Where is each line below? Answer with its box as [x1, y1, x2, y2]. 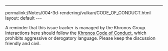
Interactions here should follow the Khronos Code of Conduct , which [5, 30, 146, 36]
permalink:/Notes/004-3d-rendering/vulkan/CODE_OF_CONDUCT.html [5, 10, 151, 15]
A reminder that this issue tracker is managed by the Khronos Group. [5, 25, 146, 30]
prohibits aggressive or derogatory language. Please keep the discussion [5, 35, 156, 41]
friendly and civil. [5, 41, 41, 46]
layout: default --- [5, 15, 42, 21]
